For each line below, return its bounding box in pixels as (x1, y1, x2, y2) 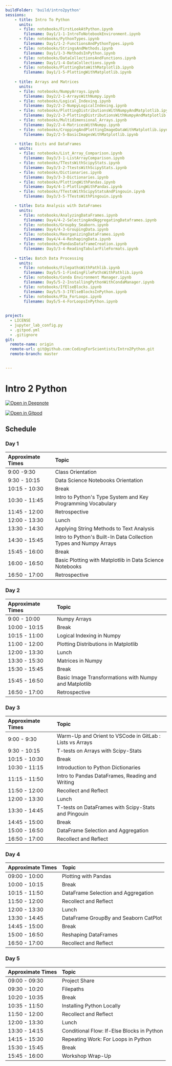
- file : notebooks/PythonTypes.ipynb (18, 37, 100, 42)
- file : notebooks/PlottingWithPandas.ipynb (18, 180, 116, 185)
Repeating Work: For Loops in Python (61, 1035, 152, 1042)
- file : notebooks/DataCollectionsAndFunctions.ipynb (18, 55, 137, 61)
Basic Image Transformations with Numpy (57, 673, 158, 681)
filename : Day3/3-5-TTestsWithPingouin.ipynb (24, 194, 123, 199)
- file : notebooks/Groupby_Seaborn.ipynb (18, 222, 109, 227)
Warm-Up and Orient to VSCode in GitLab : (57, 732, 161, 739)
